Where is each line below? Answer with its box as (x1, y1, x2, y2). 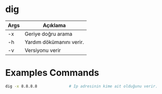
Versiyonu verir (24, 46, 61, 54)
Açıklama (43, 22, 66, 29)
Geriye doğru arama (24, 30, 73, 37)
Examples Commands (5, 67, 100, 79)
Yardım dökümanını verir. (24, 38, 84, 45)
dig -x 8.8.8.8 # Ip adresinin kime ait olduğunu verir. (5, 83, 158, 89)
